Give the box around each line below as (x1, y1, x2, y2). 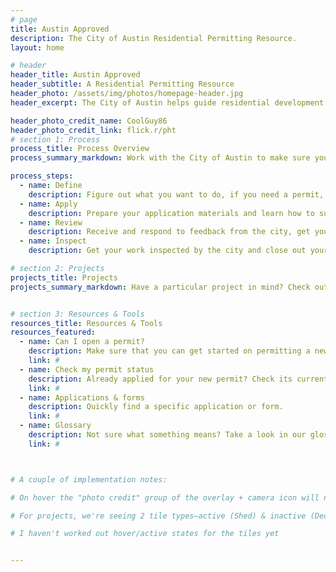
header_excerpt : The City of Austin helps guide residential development (10, 97, 325, 108)
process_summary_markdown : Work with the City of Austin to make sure (10, 153, 311, 163)
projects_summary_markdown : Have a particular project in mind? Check (10, 282, 311, 292)
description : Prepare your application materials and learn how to (28, 208, 315, 218)
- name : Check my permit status (19, 364, 155, 375)
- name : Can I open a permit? (19, 337, 145, 347)
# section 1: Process (10, 134, 101, 145)
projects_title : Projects (10, 272, 118, 283)
